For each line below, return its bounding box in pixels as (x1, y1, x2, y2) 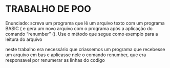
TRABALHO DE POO (5, 3, 91, 15)
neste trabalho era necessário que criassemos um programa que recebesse (5, 46, 165, 52)
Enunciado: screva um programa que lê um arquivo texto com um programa (5, 20, 165, 26)
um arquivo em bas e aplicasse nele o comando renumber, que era (5, 52, 146, 58)
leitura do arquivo (5, 36, 42, 42)
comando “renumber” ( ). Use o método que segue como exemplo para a (5, 31, 158, 37)
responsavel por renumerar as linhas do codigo (5, 57, 105, 63)
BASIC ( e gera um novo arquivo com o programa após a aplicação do (5, 25, 153, 31)
